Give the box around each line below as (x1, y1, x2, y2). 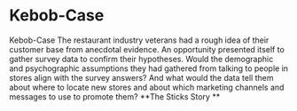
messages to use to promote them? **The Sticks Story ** (9, 91, 221, 102)
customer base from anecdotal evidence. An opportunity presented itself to (9, 44, 285, 54)
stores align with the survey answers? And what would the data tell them (9, 72, 274, 83)
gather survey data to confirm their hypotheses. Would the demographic (9, 53, 274, 64)
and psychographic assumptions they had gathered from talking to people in (9, 63, 289, 74)
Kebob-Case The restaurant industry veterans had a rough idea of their (9, 35, 270, 45)
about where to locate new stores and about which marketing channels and (9, 82, 285, 92)
